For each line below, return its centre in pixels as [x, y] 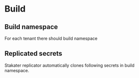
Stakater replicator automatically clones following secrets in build [69, 65]
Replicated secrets [33, 54]
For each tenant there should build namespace [51, 38]
